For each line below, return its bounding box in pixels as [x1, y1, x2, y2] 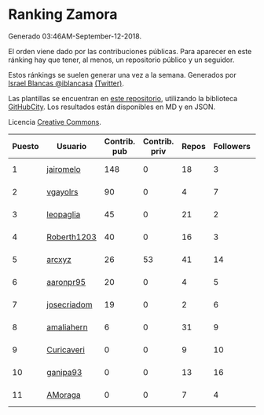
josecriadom [46, 299, 93, 310]
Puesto [12, 140, 39, 151]
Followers [213, 140, 251, 151]
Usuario [56, 140, 87, 151]
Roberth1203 [46, 231, 97, 242]
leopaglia [46, 209, 81, 220]
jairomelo [46, 163, 81, 174]
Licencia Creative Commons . [8, 117, 102, 126]
